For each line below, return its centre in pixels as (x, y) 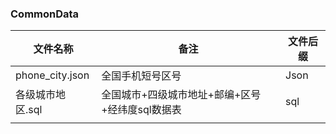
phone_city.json (52, 75)
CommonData (45, 14)
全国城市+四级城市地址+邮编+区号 (181, 95)
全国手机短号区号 (141, 76)
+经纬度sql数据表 (141, 110)
